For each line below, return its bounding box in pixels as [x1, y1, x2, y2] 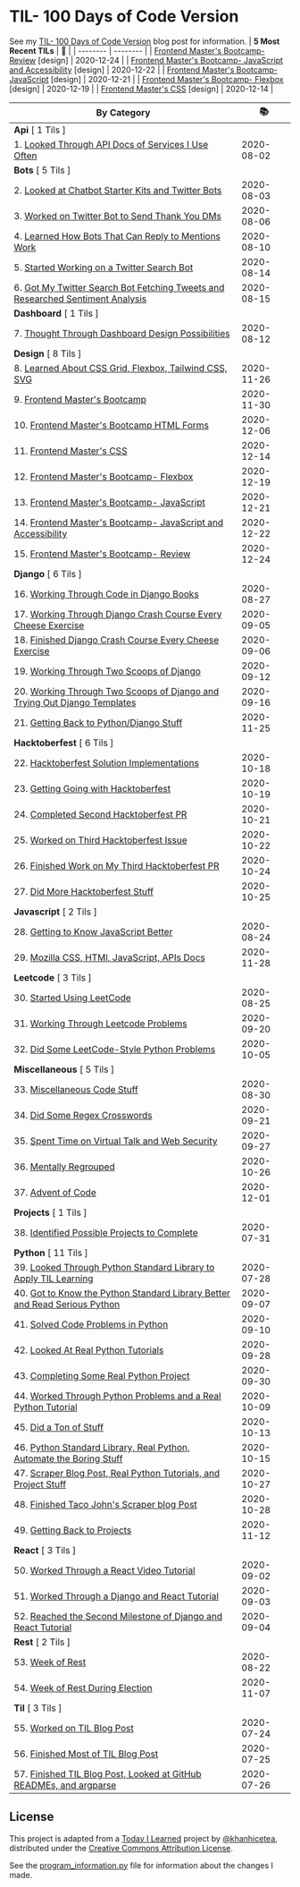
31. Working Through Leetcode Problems [13, 1017, 187, 1030]
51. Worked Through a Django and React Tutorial [13, 1590, 219, 1602]
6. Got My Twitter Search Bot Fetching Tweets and [13, 281, 225, 293]
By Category [96, 106, 151, 119]
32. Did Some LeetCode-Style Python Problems [13, 1042, 216, 1055]
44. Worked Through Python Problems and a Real [13, 1390, 221, 1402]
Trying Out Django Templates [13, 696, 137, 709]
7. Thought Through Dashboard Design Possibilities [13, 327, 230, 339]
